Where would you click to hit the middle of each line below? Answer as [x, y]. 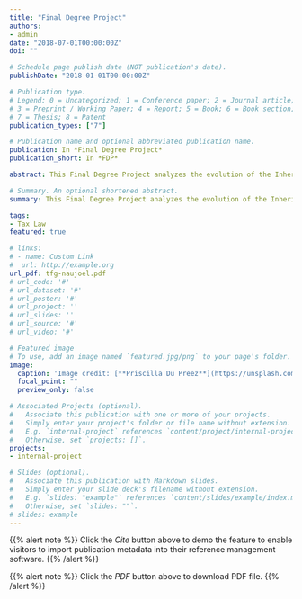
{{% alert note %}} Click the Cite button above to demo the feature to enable [151, 540]
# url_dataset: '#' [46, 290]
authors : [26, 26]
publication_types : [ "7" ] [58, 125]
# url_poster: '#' [44, 299]
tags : [19, 215]
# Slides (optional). [50, 473]
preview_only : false [56, 390]
